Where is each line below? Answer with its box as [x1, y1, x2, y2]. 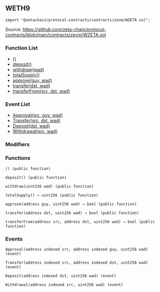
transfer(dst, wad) [12, 83, 51, 89]
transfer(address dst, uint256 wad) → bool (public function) [5, 210, 139, 216]
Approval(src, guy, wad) [12, 112, 63, 118]
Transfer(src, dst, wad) [12, 117, 61, 123]
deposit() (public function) [5, 175, 67, 180]
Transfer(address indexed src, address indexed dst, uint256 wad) [5, 260, 148, 265]
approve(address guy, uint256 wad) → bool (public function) [5, 201, 137, 206]
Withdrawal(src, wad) [12, 129, 58, 135]
